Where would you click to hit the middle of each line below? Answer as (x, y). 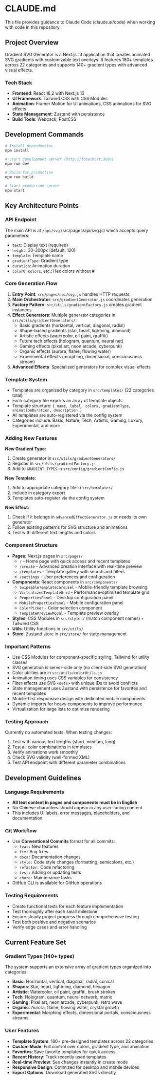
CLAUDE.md (31, 9)
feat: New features (39, 846)
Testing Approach (27, 721)
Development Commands (44, 135)
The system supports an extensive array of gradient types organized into (78, 967)
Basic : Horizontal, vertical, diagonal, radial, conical (63, 982)
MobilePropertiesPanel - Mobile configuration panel (71, 603)
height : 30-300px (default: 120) (44, 250)
